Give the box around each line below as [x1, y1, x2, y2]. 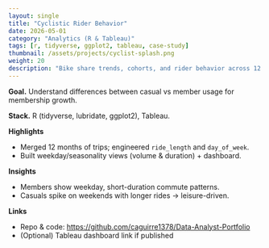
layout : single [8, 11, 60, 20]
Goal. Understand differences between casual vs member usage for [8, 86, 235, 96]
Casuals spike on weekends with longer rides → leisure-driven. [19, 191, 230, 200]
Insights [8, 166, 36, 176]
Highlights [8, 126, 44, 136]
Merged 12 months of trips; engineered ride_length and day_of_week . [19, 142, 250, 152]
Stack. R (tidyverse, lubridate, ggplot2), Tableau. [8, 111, 171, 120]
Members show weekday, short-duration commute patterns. [19, 182, 220, 191]
